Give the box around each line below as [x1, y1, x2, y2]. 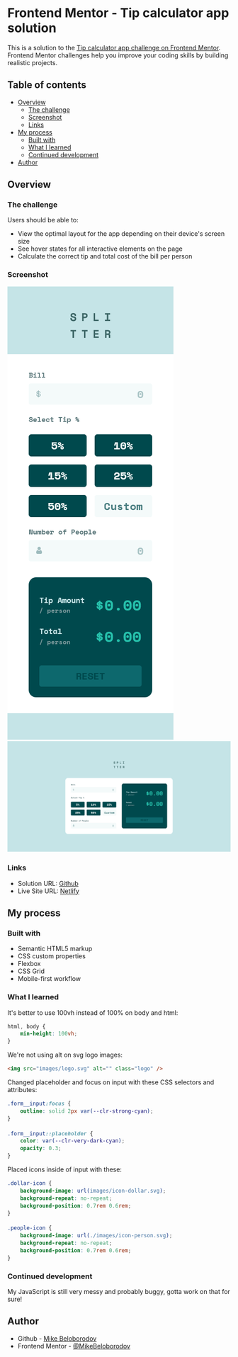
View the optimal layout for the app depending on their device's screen [17, 229, 225, 238]
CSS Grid [17, 967, 45, 975]
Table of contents [7, 79, 86, 91]
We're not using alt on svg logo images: [7, 1050, 123, 1060]
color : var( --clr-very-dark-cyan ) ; [20, 1137, 125, 1145]
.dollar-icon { [7, 1180, 52, 1187]
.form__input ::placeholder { [7, 1130, 93, 1137]
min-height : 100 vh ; [20, 1030, 78, 1038]
